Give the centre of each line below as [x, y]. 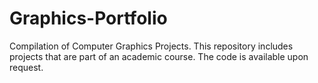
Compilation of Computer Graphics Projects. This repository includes [151, 46]
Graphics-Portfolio [88, 18]
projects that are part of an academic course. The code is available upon [159, 56]
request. [26, 67]
